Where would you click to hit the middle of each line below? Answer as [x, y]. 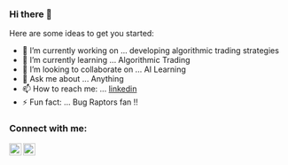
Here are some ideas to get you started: [82, 34]
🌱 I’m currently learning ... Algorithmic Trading [106, 60]
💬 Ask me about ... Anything [73, 79]
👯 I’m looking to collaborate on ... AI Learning [104, 69]
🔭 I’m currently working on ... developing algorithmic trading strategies [150, 51]
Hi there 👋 [31, 14]
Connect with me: [48, 129]
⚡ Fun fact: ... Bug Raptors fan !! [80, 102]
